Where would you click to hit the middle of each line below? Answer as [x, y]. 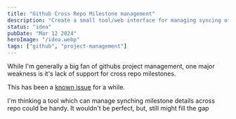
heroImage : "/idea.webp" [44, 40]
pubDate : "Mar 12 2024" [42, 33]
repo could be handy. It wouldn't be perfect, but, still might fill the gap [108, 108]
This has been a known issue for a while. [66, 87]
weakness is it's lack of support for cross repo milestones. [92, 73]
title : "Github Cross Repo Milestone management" [81, 14]
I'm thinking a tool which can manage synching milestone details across [111, 101]
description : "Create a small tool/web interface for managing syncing [114, 20]
